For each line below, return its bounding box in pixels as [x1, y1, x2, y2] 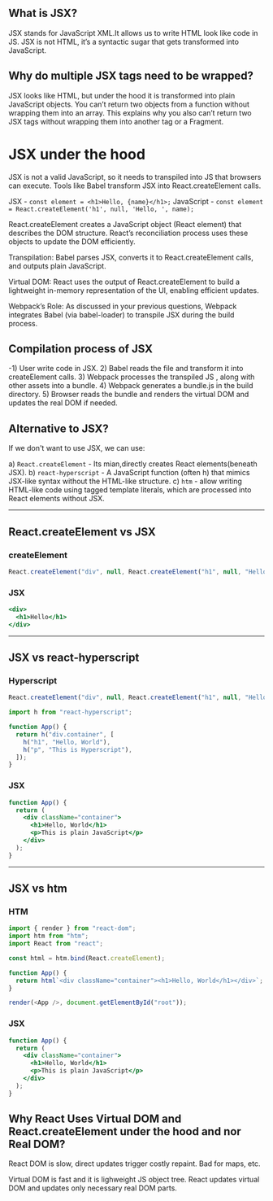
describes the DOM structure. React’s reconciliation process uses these [8, 228, 249, 238]
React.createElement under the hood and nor [8, 1125, 241, 1138]
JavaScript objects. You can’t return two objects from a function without [8, 99, 250, 109]
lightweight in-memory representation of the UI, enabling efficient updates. [8, 285, 260, 295]
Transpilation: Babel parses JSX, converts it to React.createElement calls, [8, 252, 253, 262]
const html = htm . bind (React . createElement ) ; [8, 954, 165, 963]
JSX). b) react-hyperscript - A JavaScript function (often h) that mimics [8, 468, 250, 478]
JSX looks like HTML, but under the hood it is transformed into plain [8, 90, 236, 100]
